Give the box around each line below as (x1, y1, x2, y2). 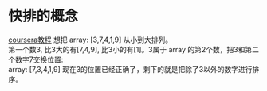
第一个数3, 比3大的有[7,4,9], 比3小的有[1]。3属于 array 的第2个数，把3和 (8, 44, 245, 54)
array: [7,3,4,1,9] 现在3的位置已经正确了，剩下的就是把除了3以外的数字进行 (8, 64, 253, 74)
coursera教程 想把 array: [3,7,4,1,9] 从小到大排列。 (8, 35, 173, 44)
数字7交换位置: (14, 55, 64, 64)
